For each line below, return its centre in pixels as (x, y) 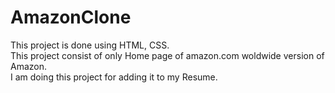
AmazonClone (71, 17)
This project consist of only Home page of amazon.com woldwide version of (167, 55)
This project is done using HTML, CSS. (90, 45)
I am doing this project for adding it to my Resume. (114, 77)
